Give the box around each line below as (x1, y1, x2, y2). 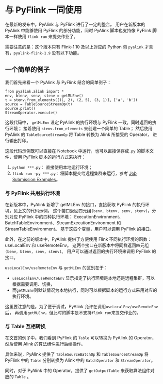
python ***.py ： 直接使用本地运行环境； (12, 164, 93, 170)
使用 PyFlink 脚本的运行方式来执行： (13, 154, 86, 160)
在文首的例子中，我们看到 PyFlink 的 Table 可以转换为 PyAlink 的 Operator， (5, 335, 157, 341)
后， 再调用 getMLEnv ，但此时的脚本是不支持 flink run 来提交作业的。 (5, 310, 141, 316)
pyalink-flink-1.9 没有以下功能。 (14, 50, 81, 56)
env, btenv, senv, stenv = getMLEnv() (5, 93, 83, 98)
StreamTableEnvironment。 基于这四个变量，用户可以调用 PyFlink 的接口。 (5, 226, 154, 232)
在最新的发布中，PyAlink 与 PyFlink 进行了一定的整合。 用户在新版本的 (5, 21, 146, 27)
